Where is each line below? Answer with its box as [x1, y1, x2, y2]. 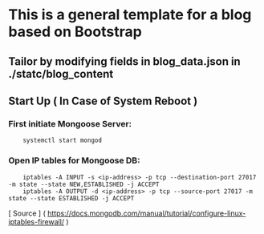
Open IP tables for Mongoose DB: [8, 155, 140, 166]
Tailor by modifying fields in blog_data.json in [8, 54, 241, 68]
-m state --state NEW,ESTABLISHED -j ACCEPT [8, 180, 160, 188]
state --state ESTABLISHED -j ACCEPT [8, 194, 135, 202]
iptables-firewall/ [8, 216, 65, 226]
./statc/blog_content [8, 67, 114, 81]
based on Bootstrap [8, 22, 142, 41]
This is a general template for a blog [8, 6, 252, 24]
